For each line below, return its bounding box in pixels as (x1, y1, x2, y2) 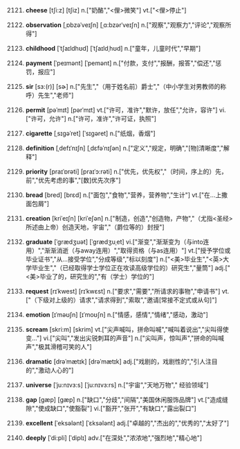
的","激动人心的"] (25, 366, 74, 374)
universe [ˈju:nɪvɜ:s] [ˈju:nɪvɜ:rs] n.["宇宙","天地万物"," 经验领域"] (25, 381, 209, 389)
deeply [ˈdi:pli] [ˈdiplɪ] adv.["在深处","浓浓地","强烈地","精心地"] (25, 434, 203, 442)
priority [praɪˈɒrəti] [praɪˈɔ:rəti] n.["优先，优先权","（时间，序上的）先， (25, 167, 228, 176)
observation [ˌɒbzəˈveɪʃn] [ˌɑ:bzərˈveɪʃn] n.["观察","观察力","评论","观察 (25, 21, 225, 29)
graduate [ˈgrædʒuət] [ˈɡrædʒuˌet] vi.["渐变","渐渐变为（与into (25, 238, 203, 246)
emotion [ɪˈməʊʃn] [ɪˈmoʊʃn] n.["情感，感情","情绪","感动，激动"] (25, 311, 209, 319)
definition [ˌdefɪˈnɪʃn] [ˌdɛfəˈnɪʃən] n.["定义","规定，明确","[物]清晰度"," (25, 144, 224, 152)
